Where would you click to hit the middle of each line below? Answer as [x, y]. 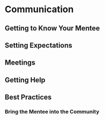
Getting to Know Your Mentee [52, 28]
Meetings [20, 63]
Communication [39, 9]
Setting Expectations [39, 45]
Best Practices [28, 97]
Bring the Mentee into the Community [52, 112]
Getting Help [25, 80]
